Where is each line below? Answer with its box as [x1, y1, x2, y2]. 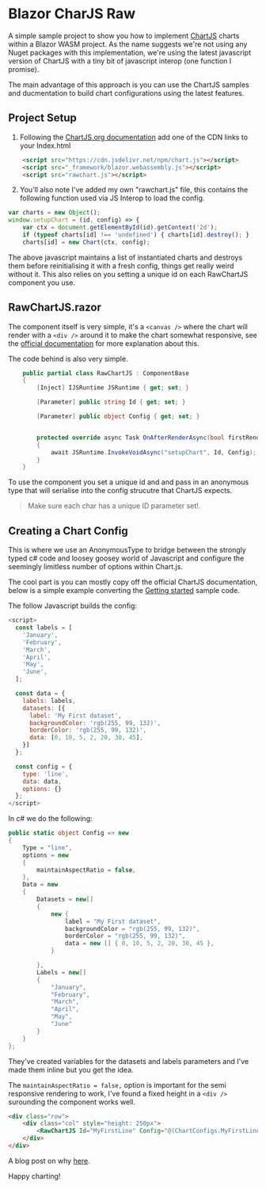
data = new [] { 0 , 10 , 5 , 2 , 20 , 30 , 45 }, [64, 940, 215, 948]
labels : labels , [22, 697, 77, 705]
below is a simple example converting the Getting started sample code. [8, 586, 240, 595]
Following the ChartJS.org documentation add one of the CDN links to [19, 132, 248, 142]
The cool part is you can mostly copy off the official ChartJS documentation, [8, 577, 258, 587]
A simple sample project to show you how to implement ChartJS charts [8, 31, 240, 40]
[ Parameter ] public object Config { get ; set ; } [36, 412, 200, 420]
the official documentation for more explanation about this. [8, 338, 199, 348]
